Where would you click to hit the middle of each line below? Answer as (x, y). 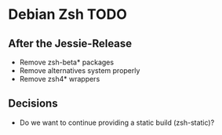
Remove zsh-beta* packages (67, 62)
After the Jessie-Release (70, 44)
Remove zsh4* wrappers (60, 79)
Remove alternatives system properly (80, 71)
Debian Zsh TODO (67, 15)
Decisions (33, 104)
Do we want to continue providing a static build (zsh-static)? (117, 122)
